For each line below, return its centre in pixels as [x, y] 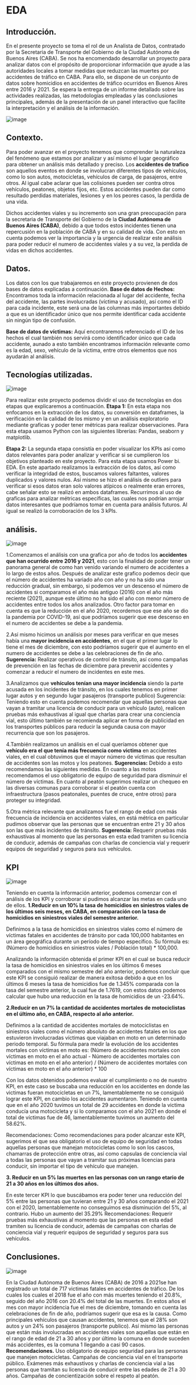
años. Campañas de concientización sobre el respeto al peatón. [83, 1376]
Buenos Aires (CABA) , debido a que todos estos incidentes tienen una [91, 225]
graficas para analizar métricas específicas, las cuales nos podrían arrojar [95, 499]
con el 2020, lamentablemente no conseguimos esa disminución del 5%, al [97, 1208]
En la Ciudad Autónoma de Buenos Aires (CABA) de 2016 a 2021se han [92, 1282]
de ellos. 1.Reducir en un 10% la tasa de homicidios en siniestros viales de [97, 906]
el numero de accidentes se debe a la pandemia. [65, 623]
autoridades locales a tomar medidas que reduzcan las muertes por [87, 71]
